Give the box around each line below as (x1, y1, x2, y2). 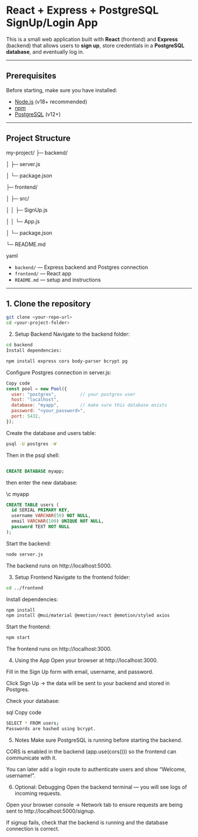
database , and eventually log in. (6, 48, 84, 55)
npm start (6, 635, 31, 641)
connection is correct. (6, 825, 60, 832)
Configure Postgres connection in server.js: (6, 369, 111, 376)
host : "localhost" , (11, 397, 60, 403)
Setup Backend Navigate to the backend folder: (14, 330, 130, 338)
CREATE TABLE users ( (6, 502, 60, 508)
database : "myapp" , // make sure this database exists (11, 403, 167, 408)
